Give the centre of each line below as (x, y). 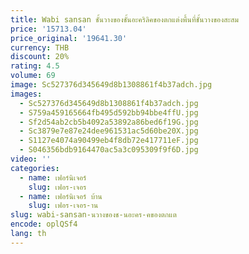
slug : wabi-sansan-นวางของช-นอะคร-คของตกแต (93, 215)
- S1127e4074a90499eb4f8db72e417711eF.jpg (109, 141)
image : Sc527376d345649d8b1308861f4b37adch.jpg (111, 85)
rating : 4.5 (35, 66)
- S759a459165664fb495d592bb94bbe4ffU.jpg (109, 112)
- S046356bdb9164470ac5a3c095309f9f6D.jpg (109, 150)
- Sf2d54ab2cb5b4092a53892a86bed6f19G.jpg (109, 122)
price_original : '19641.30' (69, 38)
